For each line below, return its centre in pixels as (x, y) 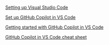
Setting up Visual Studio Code (37, 7)
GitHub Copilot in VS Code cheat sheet (46, 37)
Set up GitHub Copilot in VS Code (40, 17)
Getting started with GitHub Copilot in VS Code (54, 27)
